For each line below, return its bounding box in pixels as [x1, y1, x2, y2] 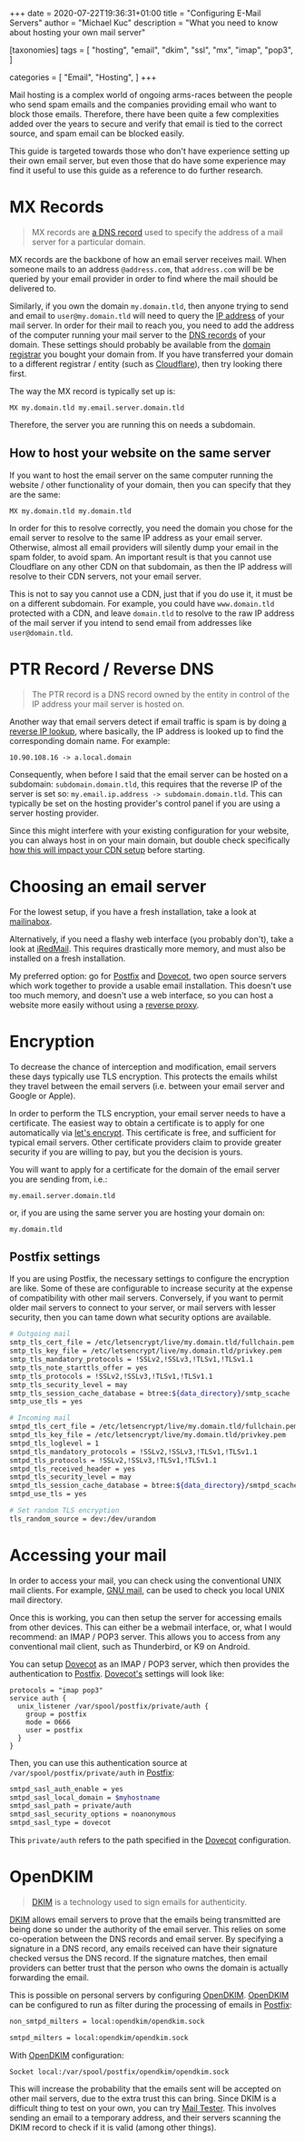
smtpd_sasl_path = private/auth [9, 1801, 132, 1810]
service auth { [9, 1693, 67, 1702]
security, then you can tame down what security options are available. [9, 1312, 272, 1323]
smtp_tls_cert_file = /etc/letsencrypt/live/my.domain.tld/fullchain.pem [9, 1338, 295, 1347]
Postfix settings [9, 1249, 101, 1264]
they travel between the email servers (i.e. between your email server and [9, 1080, 285, 1091]
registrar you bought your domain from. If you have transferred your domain [9, 349, 293, 360]
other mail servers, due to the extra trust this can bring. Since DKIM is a [9, 2093, 277, 2104]
